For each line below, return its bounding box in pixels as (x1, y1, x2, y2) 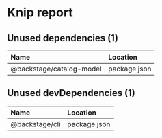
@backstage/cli (10, 119, 61, 128)
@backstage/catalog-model (10, 64, 102, 73)
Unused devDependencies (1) (7, 87, 135, 99)
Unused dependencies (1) (7, 32, 118, 44)
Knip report (7, 5, 73, 21)
